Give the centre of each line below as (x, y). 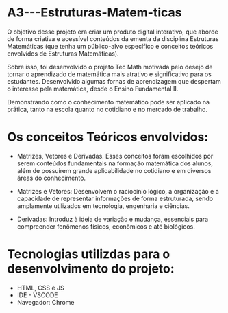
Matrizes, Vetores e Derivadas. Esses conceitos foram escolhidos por (115, 156)
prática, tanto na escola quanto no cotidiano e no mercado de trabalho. (107, 109)
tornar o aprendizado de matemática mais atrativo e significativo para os (110, 74)
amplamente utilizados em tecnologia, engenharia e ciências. (103, 206)
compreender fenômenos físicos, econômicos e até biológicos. (106, 226)
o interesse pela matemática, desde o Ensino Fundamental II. (93, 89)
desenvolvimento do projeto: (91, 269)
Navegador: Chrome (46, 302)
